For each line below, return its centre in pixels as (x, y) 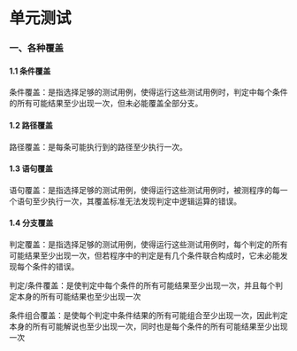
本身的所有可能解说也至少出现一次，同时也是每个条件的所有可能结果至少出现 (148, 326)
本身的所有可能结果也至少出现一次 (79, 296)
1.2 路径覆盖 (31, 125)
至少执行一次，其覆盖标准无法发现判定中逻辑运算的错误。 (137, 201)
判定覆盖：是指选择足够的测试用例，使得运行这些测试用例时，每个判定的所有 (148, 244)
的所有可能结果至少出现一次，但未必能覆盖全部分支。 (106, 104)
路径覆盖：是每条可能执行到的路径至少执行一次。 (98, 146)
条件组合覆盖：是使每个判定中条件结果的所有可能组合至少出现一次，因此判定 (148, 315)
